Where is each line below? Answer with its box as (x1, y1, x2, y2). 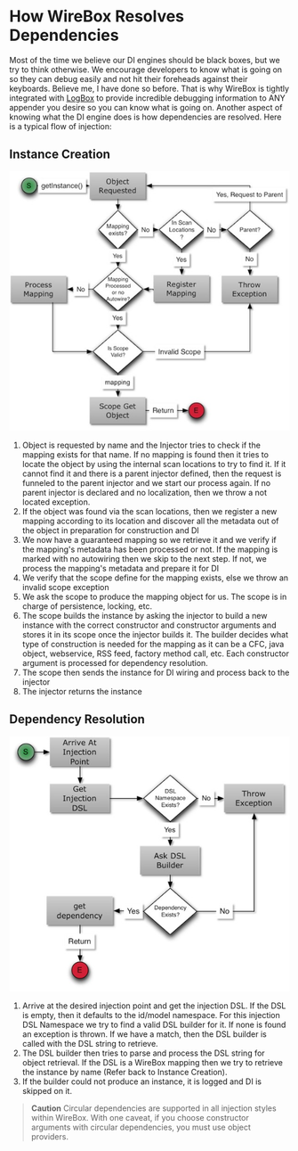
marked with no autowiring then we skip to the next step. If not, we (21, 553, 267, 563)
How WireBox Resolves (9, 6, 185, 27)
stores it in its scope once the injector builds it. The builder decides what (21, 629, 289, 639)
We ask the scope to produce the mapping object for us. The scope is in (21, 591, 287, 602)
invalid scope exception (21, 581, 109, 592)
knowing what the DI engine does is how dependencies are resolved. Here (9, 111, 282, 122)
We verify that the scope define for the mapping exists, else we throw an (21, 572, 289, 583)
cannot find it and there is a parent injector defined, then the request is (21, 468, 282, 479)
